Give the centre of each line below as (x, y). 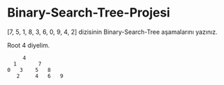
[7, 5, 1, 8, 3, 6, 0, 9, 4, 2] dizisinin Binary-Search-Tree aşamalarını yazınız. (112, 32)
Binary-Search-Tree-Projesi (89, 13)
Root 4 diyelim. (28, 45)
